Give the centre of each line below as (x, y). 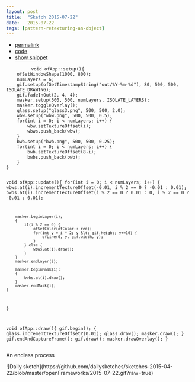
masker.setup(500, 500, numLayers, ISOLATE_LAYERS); (83, 100)
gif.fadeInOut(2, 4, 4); (47, 95)
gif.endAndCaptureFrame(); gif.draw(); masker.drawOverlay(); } (87, 339)
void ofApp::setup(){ (58, 69)
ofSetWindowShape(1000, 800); (54, 75)
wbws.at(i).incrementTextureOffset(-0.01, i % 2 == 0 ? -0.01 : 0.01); (96, 188)
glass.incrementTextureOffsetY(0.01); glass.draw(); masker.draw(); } (95, 333)
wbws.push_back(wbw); (54, 131)
